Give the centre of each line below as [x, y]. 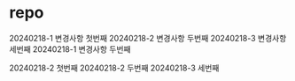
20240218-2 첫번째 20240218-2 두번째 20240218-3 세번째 [114, 68]
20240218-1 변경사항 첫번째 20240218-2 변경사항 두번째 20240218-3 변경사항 [148, 38]
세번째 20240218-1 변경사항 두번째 [70, 49]
